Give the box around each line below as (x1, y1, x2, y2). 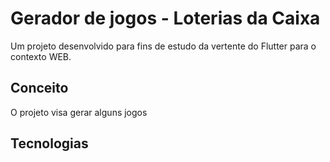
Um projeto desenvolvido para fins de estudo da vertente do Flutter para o (10, 40, 317, 52)
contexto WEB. (10, 50, 72, 62)
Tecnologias (10, 135, 89, 152)
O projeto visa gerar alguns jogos (10, 106, 148, 118)
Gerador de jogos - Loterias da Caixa (10, 7, 321, 30)
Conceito (10, 80, 69, 97)
